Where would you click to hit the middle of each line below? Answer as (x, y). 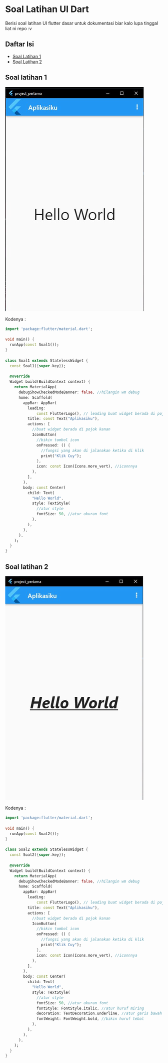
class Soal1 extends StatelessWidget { (47, 360)
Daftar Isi (19, 44)
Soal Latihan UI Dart (47, 9)
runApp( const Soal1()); (34, 345)
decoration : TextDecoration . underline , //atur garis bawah (99, 1014)
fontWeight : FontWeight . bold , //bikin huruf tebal (90, 1019)
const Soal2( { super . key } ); (38, 855)
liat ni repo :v (18, 28)
